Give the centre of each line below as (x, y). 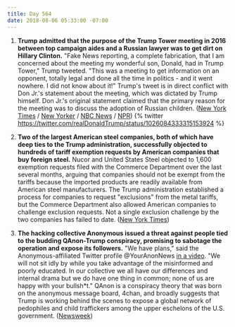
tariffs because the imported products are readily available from (110, 182)
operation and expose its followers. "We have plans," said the (108, 248)
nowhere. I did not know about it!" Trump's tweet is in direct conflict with (123, 85)
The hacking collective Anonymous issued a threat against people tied (123, 233)
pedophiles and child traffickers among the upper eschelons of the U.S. (121, 308)
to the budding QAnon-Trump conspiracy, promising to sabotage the (120, 240)
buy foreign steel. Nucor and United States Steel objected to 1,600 (115, 159)
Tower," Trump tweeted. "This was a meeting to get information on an (118, 71)
